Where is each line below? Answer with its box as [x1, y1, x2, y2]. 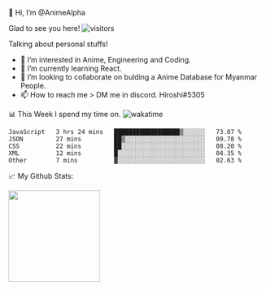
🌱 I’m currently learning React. [20, 63, 122, 73]
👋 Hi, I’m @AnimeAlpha [8, 8, 85, 17]
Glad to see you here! [8, 24, 81, 32]
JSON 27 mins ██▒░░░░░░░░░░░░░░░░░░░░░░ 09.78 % [8, 135, 242, 143]
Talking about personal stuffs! [8, 39, 108, 49]
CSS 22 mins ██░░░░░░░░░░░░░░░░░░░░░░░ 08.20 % [8, 142, 242, 150]
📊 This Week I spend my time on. [8, 110, 121, 119]
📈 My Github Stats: [8, 171, 74, 180]
